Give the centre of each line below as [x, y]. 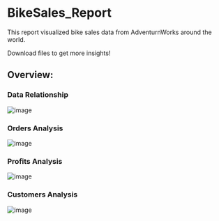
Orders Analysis [35, 128]
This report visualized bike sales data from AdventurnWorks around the [109, 32]
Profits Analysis [35, 161]
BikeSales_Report [59, 13]
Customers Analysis [43, 195]
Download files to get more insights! [59, 53]
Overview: [30, 75]
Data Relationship [38, 95]
